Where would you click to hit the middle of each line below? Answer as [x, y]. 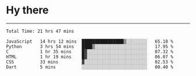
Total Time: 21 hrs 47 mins [40, 31]
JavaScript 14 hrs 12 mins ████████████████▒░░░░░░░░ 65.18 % [90, 42]
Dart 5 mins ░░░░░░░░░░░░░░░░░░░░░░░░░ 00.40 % [90, 67]
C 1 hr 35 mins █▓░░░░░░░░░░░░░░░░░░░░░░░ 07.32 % [90, 51]
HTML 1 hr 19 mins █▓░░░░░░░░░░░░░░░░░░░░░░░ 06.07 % [90, 57]
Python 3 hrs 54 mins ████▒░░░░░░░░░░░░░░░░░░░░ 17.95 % [90, 46]
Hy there [27, 10]
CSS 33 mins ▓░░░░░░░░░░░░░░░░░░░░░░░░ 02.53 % [90, 62]
